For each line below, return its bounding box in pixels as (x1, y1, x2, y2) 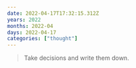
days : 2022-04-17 (7, 29, 57, 36)
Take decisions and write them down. (23, 54, 130, 62)
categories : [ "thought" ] (7, 35, 78, 42)
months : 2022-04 (7, 22, 53, 29)
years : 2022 (7, 16, 41, 23)
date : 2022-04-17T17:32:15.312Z (7, 10, 99, 17)
